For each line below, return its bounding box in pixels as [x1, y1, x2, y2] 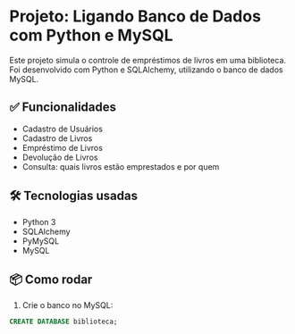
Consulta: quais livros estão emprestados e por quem [21, 161, 220, 171]
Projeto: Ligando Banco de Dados [9, 6, 262, 27]
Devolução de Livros [21, 152, 98, 163]
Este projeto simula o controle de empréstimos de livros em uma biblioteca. [9, 54, 287, 65]
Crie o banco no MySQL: [21, 300, 114, 311]
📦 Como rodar [9, 271, 93, 287]
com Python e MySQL [9, 25, 173, 46]
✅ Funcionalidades [9, 100, 117, 115]
